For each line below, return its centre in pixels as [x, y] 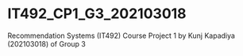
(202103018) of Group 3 [47, 43]
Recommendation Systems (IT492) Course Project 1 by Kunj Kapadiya [121, 35]
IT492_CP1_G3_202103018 [97, 14]
